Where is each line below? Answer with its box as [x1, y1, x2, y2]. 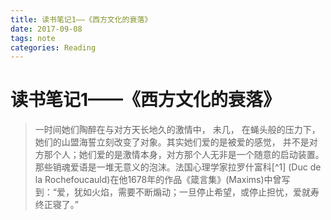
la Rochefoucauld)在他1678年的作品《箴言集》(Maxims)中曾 [34, 174, 282, 186]
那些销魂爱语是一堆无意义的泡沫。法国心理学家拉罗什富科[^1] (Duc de [34, 161, 322, 173]
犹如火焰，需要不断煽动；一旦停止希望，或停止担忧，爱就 [73, 186, 311, 198]
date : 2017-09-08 [10, 24, 83, 34]
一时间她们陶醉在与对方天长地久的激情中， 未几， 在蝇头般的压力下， [34, 124, 321, 136]
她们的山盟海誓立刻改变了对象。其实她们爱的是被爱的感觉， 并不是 [34, 136, 310, 148]
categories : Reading [10, 42, 97, 53]
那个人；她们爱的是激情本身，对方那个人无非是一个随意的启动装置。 [43, 149, 325, 161]
